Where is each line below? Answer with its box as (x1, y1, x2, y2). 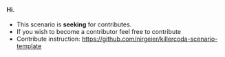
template (16, 42, 42, 50)
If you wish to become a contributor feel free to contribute (16, 28, 182, 36)
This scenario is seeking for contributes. (16, 20, 132, 28)
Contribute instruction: (16, 35, 81, 43)
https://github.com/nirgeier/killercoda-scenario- (81, 35, 218, 43)
